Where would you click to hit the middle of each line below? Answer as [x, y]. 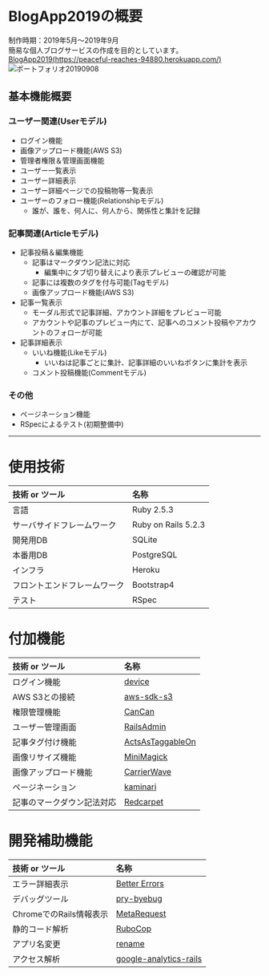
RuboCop [134, 929]
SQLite [145, 540]
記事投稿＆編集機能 [52, 252]
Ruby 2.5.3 [153, 510]
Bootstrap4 [153, 585]
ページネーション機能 [55, 415]
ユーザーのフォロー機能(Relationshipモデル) [92, 200]
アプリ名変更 [37, 945]
